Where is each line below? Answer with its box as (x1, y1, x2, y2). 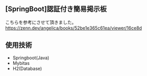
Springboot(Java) (12, 55, 50, 61)
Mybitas (12, 60, 30, 66)
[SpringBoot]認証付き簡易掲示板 (5, 5, 107, 14)
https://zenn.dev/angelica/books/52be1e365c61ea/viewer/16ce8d (5, 25, 142, 31)
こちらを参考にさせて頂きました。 (5, 19, 77, 25)
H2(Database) (12, 65, 42, 71)
